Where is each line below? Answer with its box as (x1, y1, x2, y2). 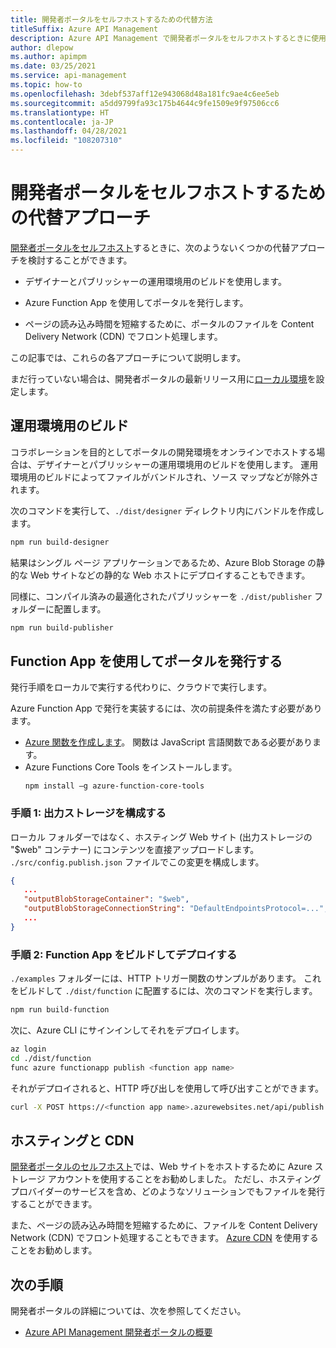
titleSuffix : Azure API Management (10, 24, 159, 34)
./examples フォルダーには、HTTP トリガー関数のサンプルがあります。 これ (10, 972, 322, 985)
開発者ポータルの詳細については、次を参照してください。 (10, 1305, 247, 1317)
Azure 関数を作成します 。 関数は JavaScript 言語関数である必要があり (24, 736, 313, 748)
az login (10, 1044, 47, 1055)
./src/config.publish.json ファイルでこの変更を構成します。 (10, 856, 265, 868)
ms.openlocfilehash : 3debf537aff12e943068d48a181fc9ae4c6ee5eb (10, 89, 280, 99)
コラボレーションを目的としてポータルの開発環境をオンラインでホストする (10, 446, 317, 458)
